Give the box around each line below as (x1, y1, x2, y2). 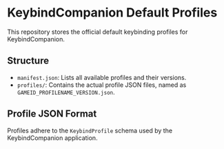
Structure (7, 55, 50, 67)
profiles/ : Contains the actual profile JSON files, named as (17, 81, 187, 89)
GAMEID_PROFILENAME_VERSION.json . (17, 88, 115, 96)
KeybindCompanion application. (7, 133, 98, 142)
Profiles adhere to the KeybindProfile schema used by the (7, 126, 173, 135)
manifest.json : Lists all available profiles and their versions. (17, 73, 187, 81)
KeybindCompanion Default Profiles (7, 5, 218, 21)
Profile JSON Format (7, 108, 97, 120)
